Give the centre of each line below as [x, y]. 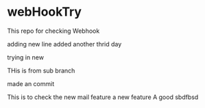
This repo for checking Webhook [53, 31]
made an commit [31, 83]
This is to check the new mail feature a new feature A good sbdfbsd [103, 97]
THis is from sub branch [41, 70]
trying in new [26, 57]
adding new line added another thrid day [64, 44]
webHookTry [45, 12]
